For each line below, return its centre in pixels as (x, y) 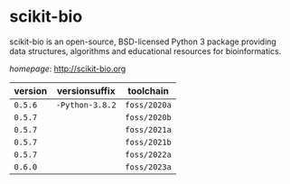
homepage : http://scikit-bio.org (68, 69)
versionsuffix (86, 90)
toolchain (149, 90)
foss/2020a (148, 105)
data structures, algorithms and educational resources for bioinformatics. (145, 51)
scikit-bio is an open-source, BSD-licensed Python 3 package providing (143, 41)
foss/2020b (148, 117)
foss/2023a (148, 167)
